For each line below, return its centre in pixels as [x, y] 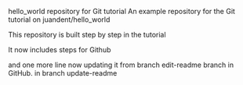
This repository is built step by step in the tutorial [87, 35]
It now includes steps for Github [60, 50]
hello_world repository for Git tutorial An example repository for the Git [121, 11]
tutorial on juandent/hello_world [59, 19]
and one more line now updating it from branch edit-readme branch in [121, 65]
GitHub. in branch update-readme [63, 73]
